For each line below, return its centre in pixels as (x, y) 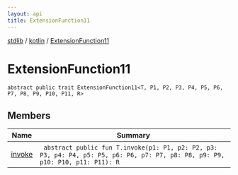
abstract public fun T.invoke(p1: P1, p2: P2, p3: (131, 148)
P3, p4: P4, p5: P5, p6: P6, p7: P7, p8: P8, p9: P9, (132, 155)
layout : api (25, 14)
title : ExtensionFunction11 (49, 20)
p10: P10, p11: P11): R (80, 162)
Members (29, 115)
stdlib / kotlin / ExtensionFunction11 (58, 40)
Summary (134, 135)
